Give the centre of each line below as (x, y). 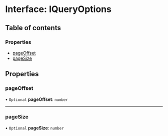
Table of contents (33, 28)
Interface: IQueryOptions (58, 9)
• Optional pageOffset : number (37, 99)
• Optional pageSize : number (34, 128)
